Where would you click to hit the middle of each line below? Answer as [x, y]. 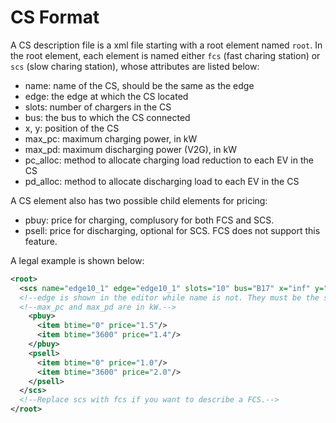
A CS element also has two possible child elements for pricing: [139, 200]
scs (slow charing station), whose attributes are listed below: [135, 66]
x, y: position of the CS [72, 128]
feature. [41, 241]
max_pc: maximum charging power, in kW [111, 138]
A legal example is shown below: [77, 260]
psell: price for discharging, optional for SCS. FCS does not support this [172, 230]
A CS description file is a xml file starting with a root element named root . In [166, 45]
